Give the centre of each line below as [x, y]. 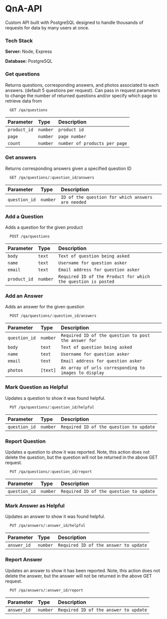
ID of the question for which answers [107, 197]
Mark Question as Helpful [37, 387]
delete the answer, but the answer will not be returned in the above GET [79, 576]
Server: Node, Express [29, 52]
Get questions [23, 74]
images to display [83, 373]
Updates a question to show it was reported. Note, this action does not [78, 452]
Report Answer [24, 560]
